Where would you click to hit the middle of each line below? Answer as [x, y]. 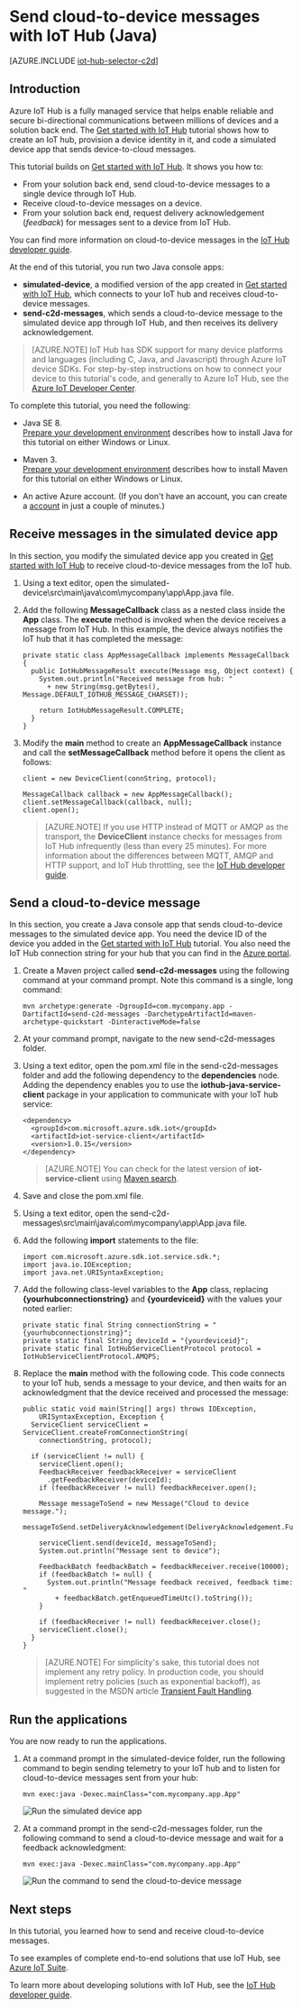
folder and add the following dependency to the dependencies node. [151, 1075]
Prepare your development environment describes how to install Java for [157, 432]
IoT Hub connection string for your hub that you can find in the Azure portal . [151, 954]
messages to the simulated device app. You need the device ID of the [138, 934]
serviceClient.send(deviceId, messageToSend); [128, 1543]
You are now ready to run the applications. [88, 1741]
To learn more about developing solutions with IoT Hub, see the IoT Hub [142, 1985]
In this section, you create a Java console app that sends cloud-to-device [146, 925]
